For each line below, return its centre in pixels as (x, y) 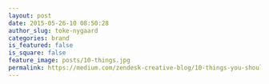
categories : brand (39, 38)
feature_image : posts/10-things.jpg (69, 61)
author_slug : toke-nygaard (53, 30)
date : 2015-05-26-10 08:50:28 (59, 23)
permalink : (26, 68)
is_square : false (37, 53)
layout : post (30, 16)
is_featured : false (41, 46)
